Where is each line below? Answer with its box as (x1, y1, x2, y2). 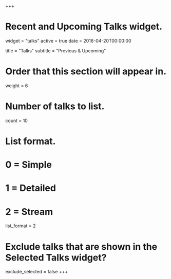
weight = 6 (5, 83, 28, 89)
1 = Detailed (5, 183, 56, 194)
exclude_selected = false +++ (5, 269, 68, 275)
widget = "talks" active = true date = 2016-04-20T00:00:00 (5, 37, 131, 44)
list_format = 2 (5, 223, 36, 229)
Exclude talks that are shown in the (5, 241, 158, 252)
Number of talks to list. (5, 101, 105, 112)
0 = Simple (5, 159, 52, 171)
